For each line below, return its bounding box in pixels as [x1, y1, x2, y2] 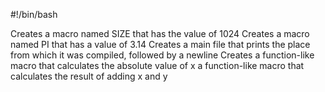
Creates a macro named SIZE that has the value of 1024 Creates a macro [10, 28, 310, 39]
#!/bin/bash [10, 9, 58, 20]
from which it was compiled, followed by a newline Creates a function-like [10, 49, 315, 61]
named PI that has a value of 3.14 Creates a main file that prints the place [10, 39, 311, 50]
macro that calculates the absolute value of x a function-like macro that [10, 60, 305, 71]
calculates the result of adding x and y [10, 70, 168, 82]
